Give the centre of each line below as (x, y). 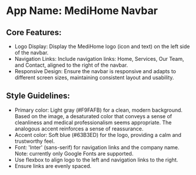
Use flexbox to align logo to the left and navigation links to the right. (96, 160)
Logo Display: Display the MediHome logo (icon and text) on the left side (102, 46)
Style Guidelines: (38, 96)
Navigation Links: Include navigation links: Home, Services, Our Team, (99, 59)
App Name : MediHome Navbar (82, 11)
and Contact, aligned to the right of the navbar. (71, 65)
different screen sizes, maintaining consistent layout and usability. (94, 78)
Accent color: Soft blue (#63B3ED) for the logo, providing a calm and (98, 135)
